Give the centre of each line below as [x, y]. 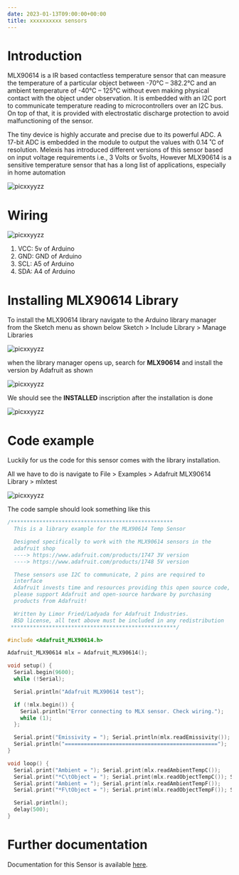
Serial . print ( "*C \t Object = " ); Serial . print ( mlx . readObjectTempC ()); [121, 777]
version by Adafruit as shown [50, 371]
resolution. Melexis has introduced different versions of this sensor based [115, 150]
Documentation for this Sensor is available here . [78, 864]
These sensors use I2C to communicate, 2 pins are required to [109, 574]
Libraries [20, 335]
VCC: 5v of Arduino [46, 249]
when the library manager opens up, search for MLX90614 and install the [115, 363]
